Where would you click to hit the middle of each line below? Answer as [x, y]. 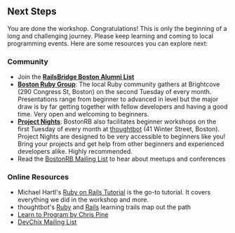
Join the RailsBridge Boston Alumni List [76, 77]
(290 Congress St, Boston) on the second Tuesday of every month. [114, 92]
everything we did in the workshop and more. [83, 200]
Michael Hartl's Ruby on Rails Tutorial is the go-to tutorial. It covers [114, 192]
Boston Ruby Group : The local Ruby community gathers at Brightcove [119, 84]
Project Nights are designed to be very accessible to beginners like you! [121, 137]
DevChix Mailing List [47, 222]
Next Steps [32, 12]
